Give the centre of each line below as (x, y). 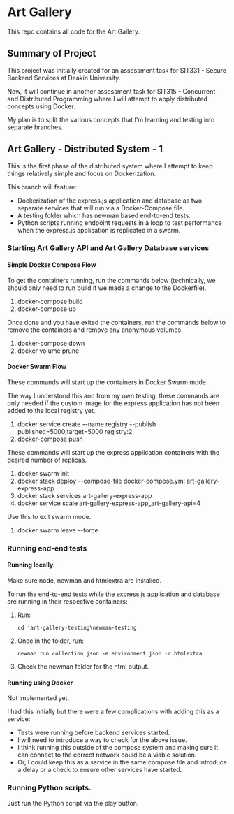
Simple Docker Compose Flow (52, 265)
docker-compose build (50, 301)
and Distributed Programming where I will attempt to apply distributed (108, 99)
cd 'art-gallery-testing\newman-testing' (78, 628)
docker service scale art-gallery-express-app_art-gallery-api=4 (109, 503)
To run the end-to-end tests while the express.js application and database (114, 594)
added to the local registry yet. (51, 410)
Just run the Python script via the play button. (73, 803)
